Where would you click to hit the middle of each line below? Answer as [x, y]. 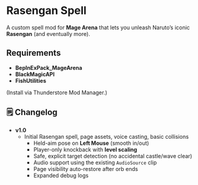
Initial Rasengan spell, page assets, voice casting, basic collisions [106, 136]
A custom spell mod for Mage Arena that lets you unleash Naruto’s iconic [98, 27]
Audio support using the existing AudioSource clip [95, 162]
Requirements [34, 53]
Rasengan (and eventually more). [48, 33]
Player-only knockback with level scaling [85, 149]
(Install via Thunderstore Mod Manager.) [57, 92]
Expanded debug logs [61, 175]
